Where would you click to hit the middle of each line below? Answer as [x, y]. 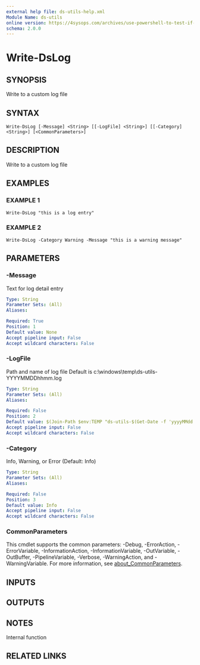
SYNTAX [23, 113]
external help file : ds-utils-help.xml [56, 12]
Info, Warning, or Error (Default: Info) [51, 461]
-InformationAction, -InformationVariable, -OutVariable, [109, 551]
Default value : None [32, 332]
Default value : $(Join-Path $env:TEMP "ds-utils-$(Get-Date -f [86, 422]
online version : [26, 23]
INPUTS [21, 582]
